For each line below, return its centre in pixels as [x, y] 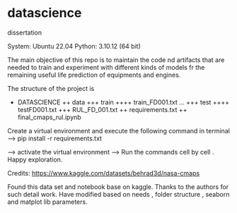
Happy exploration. [35, 159]
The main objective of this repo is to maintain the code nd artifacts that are [116, 60]
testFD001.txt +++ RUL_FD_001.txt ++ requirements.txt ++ [102, 109]
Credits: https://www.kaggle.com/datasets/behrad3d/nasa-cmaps [104, 173]
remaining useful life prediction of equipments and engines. [94, 75]
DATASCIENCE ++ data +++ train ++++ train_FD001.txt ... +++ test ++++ [123, 102]
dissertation [25, 32]
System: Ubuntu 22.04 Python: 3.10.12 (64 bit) [74, 46]
